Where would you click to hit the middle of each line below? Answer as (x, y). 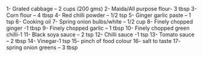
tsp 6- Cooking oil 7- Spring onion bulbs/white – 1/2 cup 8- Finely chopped (100, 22)
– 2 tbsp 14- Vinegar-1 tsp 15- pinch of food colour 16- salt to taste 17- (94, 41)
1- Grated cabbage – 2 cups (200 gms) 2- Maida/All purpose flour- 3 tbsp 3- (101, 9)
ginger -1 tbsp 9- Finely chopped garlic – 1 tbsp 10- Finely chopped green (98, 28)
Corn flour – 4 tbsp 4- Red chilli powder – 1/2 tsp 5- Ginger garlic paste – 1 (99, 15)
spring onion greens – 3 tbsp (42, 47)
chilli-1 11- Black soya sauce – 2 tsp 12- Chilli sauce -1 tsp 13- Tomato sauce (101, 35)
